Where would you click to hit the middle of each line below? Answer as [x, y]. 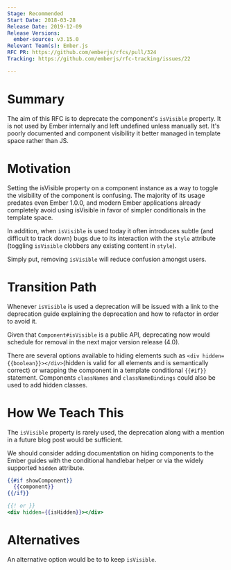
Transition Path [52, 287]
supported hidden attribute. [46, 468]
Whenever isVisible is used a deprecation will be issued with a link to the [113, 306]
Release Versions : [34, 33]
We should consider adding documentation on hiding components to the [110, 453]
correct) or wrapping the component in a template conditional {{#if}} [107, 370]
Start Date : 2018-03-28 [42, 20]
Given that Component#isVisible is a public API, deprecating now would [109, 335]
